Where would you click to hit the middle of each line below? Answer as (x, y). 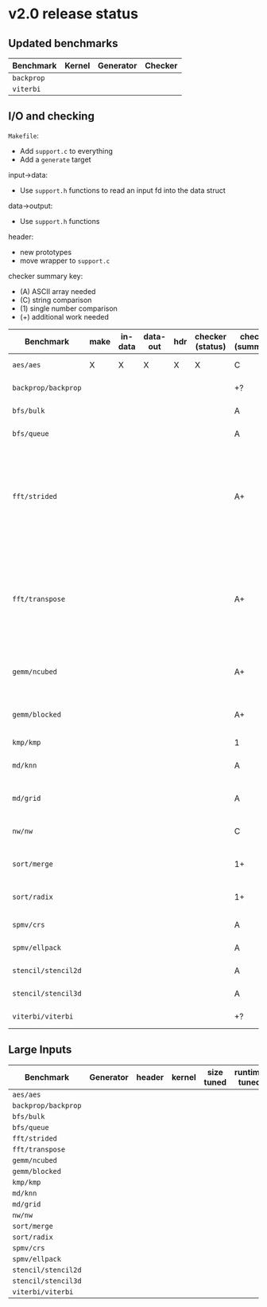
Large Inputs (40, 1050)
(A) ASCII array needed (58, 291)
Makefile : (24, 135)
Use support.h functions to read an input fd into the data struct (123, 190)
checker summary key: (46, 276)
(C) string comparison (56, 300)
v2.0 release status (74, 14)
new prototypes (46, 252)
